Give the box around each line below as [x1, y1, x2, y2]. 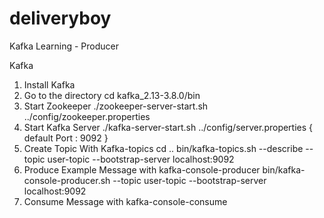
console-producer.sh [23, 174, 111, 186]
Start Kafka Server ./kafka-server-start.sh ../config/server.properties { [23, 121, 314, 133]
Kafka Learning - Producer [9, 40, 119, 52]
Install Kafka [23, 78, 76, 91]
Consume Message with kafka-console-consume [23, 195, 228, 207]
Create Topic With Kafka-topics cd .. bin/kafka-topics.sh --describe [23, 142, 304, 154]
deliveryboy [9, 7, 112, 30]
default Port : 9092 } [23, 132, 109, 144]
